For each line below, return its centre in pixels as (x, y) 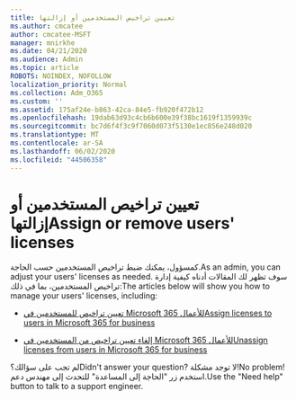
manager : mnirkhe (43, 43)
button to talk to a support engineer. (76, 387)
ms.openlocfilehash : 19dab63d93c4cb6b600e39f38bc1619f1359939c (131, 118)
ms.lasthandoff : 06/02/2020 (63, 151)
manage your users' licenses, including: (84, 296)
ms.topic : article (45, 68)
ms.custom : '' (37, 101)
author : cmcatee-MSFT (51, 34)
